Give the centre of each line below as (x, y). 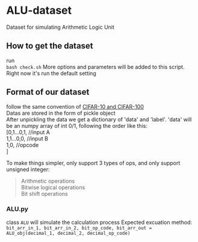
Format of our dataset (48, 92)
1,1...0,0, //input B (27, 138)
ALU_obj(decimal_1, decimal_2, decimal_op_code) (68, 233)
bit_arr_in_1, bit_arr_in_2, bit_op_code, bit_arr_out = (79, 228)
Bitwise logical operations (53, 187)
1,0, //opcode (23, 145)
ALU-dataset (39, 11)
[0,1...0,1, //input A (28, 132)
